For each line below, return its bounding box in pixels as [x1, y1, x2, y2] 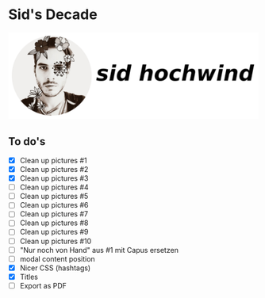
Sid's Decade [8, 6, 98, 24]
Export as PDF [19, 281, 67, 290]
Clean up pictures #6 [19, 201, 89, 210]
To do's [8, 135, 46, 148]
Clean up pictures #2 [19, 165, 89, 174]
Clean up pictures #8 [19, 218, 89, 227]
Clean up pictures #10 [19, 236, 92, 246]
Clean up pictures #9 [19, 227, 89, 237]
